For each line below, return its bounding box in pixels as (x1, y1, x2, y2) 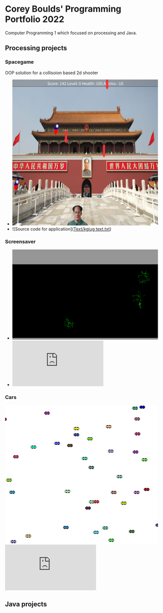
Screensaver (5, 238, 36, 245)
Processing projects (5, 44, 67, 52)
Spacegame (5, 58, 34, 65)
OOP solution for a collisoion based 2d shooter (5, 70, 98, 76)
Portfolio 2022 (5, 14, 65, 25)
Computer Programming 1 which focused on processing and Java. (5, 30, 137, 36)
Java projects (5, 600, 47, 608)
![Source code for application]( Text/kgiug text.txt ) (12, 226, 112, 232)
